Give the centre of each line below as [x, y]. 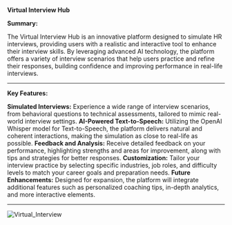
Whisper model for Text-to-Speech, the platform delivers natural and [105, 128]
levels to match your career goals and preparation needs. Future [99, 173]
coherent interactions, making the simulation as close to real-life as [103, 136]
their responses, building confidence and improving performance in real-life [115, 66]
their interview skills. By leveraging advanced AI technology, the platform [111, 51]
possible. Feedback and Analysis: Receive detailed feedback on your [106, 143]
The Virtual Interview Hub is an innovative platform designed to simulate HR [115, 37]
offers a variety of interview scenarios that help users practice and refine [111, 59]
